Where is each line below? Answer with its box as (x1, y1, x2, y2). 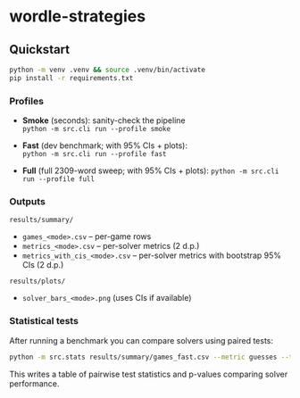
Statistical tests (9, 315, 79, 328)
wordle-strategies (9, 6, 146, 27)
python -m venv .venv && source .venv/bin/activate (9, 65, 205, 74)
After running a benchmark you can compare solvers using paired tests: (9, 335, 274, 345)
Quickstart (9, 42, 71, 57)
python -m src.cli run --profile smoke (21, 125, 171, 134)
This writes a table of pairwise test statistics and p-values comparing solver (9, 369, 288, 379)
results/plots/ (9, 277, 66, 286)
